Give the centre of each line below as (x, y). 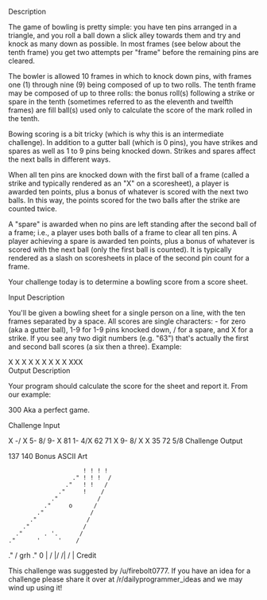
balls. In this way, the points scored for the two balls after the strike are (124, 200)
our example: (30, 394)
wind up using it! (35, 588)
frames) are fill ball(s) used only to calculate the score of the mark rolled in (130, 110)
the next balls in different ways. (60, 159)
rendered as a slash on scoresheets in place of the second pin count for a (129, 258)
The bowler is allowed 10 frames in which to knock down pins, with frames (130, 76)
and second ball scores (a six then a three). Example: (95, 347)
